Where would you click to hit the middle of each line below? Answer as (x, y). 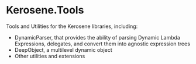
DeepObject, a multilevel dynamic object (63, 49)
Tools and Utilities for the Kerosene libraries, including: (72, 26)
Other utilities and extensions (50, 56)
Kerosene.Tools (45, 10)
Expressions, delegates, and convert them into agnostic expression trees (102, 44)
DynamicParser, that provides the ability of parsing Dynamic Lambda (97, 37)
